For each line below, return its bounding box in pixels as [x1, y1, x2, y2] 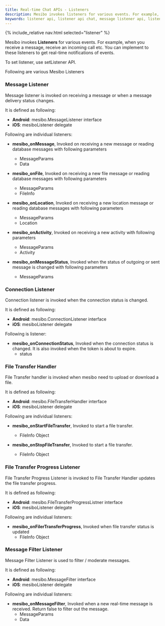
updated [12, 529, 29, 535]
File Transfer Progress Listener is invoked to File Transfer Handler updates [5, 475, 156, 481]
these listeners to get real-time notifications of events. [5, 50, 115, 56]
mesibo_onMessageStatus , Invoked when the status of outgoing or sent [12, 259, 160, 265]
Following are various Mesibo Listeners [5, 69, 84, 75]
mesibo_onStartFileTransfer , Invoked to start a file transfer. [12, 423, 134, 429]
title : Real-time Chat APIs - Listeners [5, 7, 89, 12]
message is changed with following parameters [12, 264, 108, 270]
